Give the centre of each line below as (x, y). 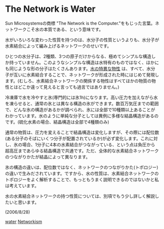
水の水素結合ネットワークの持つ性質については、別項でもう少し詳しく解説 (80, 196)
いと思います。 (24, 202)
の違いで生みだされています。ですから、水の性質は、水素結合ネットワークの (82, 173)
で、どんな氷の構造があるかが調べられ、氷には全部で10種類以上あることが (80, 109)
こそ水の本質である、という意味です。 (65, 29)
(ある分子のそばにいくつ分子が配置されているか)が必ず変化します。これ (77, 138)
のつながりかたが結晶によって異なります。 (48, 157)
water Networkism (24, 221)
